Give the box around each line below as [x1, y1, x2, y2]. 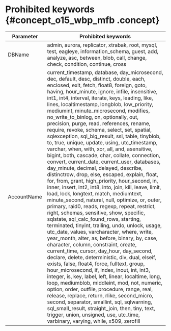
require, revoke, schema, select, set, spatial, [47, 126, 152, 133]
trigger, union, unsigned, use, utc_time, [47, 311, 140, 318]
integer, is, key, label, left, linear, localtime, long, [47, 273, 161, 280]
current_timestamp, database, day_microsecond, [47, 69, 163, 76]
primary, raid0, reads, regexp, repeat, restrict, [47, 202, 156, 210]
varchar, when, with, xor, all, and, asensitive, [47, 145, 153, 152]
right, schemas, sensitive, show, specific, [47, 209, 145, 216]
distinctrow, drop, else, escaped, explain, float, [47, 171, 159, 178]
